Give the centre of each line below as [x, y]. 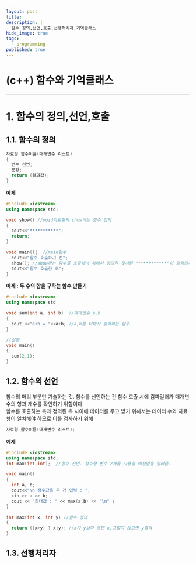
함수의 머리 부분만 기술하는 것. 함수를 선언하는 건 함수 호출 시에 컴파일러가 [90, 396]
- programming [28, 44]
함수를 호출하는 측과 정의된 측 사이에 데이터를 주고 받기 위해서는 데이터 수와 [92, 411]
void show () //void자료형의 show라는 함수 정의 [59, 220]
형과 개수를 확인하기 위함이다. [50, 404]
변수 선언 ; [22, 164]
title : [14, 17]
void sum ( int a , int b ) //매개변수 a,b [53, 313]
